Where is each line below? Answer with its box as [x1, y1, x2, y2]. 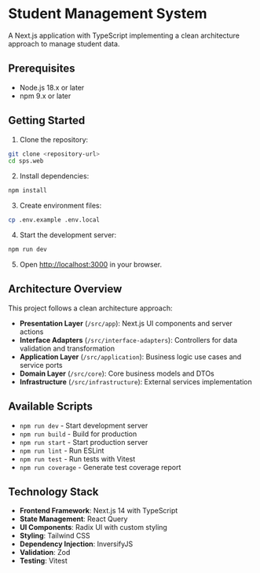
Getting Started [8, 114, 86, 127]
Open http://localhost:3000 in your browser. [19, 259, 163, 269]
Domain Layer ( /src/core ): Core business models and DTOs [19, 369, 214, 378]
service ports [19, 360, 63, 369]
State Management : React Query [19, 514, 128, 523]
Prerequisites [8, 62, 75, 75]
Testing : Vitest [19, 556, 68, 566]
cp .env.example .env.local [8, 216, 101, 224]
